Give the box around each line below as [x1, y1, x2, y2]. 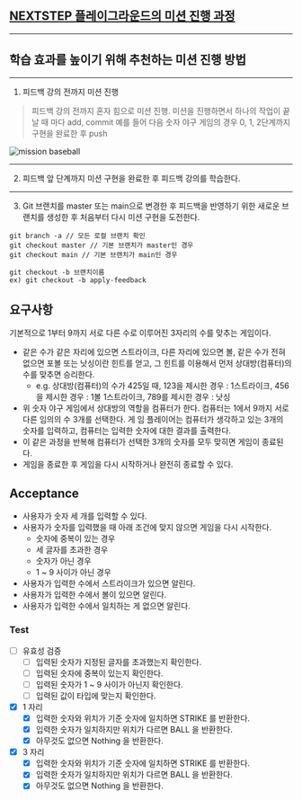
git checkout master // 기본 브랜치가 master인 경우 [9, 241, 194, 250]
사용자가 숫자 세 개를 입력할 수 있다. [22, 511, 147, 521]
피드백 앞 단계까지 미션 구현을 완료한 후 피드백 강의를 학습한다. [22, 173, 241, 183]
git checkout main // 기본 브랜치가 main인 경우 [9, 250, 178, 259]
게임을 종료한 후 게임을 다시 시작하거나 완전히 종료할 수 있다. [22, 459, 234, 470]
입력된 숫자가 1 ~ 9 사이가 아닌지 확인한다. [35, 679, 183, 689]
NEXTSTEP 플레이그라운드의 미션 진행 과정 [9, 8, 235, 24]
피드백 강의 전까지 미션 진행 [22, 86, 120, 97]
